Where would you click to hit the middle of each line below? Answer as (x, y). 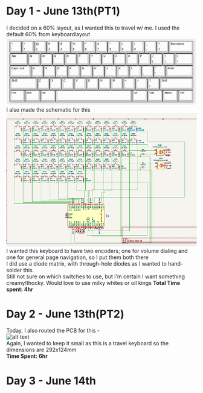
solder (14, 270)
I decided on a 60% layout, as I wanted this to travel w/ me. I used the (93, 28)
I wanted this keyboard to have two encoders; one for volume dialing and (97, 251)
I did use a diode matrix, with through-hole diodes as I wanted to (87, 264)
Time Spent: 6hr (27, 356)
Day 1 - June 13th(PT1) (63, 11)
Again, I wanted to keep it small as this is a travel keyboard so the (88, 343)
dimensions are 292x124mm (41, 350)
